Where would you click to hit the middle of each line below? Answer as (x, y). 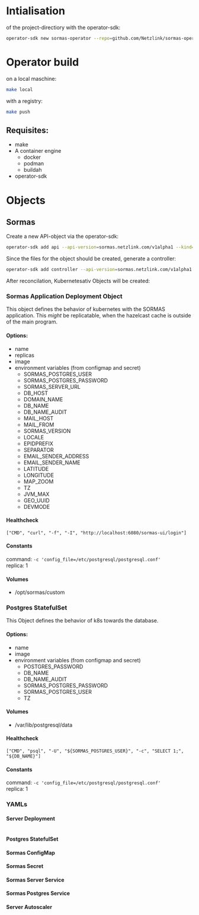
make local (20, 89)
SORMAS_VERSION (47, 431)
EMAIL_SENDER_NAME (52, 463)
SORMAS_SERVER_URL (52, 386)
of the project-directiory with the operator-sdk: (63, 27)
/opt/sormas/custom (40, 592)
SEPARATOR (39, 449)
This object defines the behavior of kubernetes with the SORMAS (86, 309)
